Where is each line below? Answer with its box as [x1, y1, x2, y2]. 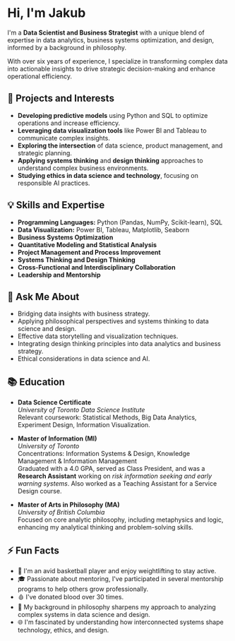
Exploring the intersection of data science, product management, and [17, 141, 223, 150]
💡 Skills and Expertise [7, 199, 105, 211]
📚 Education [7, 376, 66, 388]
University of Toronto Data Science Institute [17, 406, 145, 414]
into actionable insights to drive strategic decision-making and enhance [7, 64, 216, 73]
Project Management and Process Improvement [17, 248, 161, 256]
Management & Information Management [17, 457, 138, 465]
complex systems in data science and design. [17, 611, 150, 618]
